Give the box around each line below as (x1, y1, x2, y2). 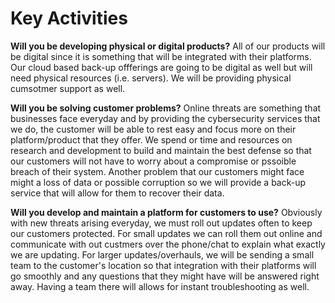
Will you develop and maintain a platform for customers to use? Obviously (10, 206, 323, 218)
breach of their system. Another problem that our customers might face (10, 165, 305, 177)
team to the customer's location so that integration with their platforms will (10, 259, 317, 271)
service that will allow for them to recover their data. (10, 187, 225, 199)
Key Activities (10, 7, 128, 30)
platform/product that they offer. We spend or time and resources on (10, 133, 293, 146)
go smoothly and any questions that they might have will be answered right (10, 270, 320, 282)
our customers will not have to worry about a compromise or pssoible (10, 155, 297, 167)
